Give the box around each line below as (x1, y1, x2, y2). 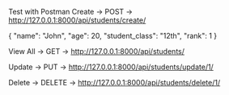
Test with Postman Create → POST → (8, 7, 134, 16)
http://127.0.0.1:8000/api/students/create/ (8, 15, 146, 25)
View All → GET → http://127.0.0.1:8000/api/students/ (8, 47, 184, 56)
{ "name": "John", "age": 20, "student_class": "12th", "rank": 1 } (8, 31, 218, 40)
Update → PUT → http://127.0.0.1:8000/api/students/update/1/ (8, 62, 214, 72)
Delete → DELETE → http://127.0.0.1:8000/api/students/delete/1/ (8, 78, 221, 87)
